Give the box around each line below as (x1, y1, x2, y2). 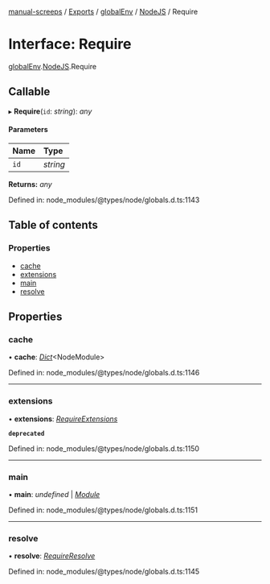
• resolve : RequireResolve (8, 551, 96, 561)
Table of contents (8, 218, 98, 232)
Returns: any (8, 179, 52, 188)
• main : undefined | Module (8, 489, 100, 499)
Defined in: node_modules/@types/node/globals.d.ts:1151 (8, 505, 198, 515)
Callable (8, 85, 51, 99)
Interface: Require (8, 35, 132, 53)
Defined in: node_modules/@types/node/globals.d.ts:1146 (8, 368, 200, 378)
